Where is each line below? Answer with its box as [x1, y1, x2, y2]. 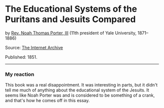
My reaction [5, 71, 35, 78]
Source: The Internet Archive [5, 44, 63, 50]
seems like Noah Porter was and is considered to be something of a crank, [5, 92, 155, 98]
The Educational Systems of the [5, 3, 138, 15]
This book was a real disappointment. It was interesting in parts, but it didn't [5, 82, 158, 88]
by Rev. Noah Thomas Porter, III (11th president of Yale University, [5, 30, 137, 36]
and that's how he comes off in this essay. [5, 98, 90, 104]
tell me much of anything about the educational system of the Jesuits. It [5, 87, 149, 93]
